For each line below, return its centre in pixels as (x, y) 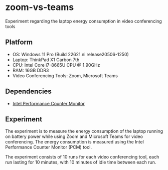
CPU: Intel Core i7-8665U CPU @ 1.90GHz (56, 65)
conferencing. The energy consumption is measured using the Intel (74, 142)
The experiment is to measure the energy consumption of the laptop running (84, 131)
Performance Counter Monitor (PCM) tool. (49, 147)
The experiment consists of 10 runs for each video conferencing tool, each (82, 157)
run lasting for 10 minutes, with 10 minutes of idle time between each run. (81, 162)
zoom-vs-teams (40, 7)
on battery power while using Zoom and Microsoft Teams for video (74, 136)
